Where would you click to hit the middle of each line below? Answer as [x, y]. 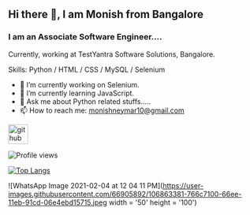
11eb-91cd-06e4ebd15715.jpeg [58, 202]
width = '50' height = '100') [153, 202]
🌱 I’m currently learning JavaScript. [77, 93]
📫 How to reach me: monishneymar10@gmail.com [102, 110]
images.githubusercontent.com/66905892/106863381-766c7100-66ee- [125, 194]
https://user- [183, 185]
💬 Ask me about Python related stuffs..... [85, 101]
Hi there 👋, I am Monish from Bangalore [106, 15]
